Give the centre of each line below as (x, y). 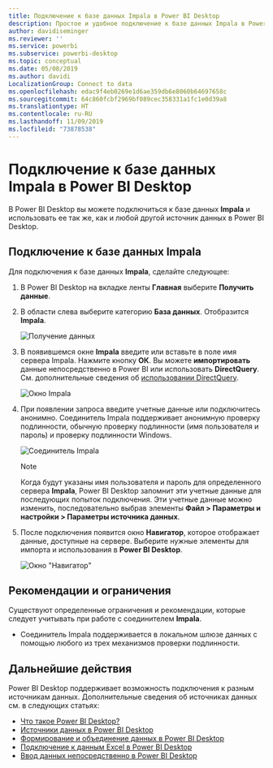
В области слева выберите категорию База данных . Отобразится (134, 311)
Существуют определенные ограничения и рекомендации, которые (127, 611)
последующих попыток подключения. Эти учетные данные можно (136, 499)
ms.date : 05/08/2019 (43, 69)
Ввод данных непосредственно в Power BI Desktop (108, 756)
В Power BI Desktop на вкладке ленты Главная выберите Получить (137, 287)
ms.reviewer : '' (36, 39)
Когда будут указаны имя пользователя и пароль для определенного (141, 482)
